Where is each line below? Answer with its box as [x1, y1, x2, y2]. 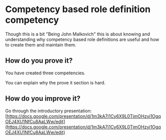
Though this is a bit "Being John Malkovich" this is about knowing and [5, 31, 150, 37]
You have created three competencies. [5, 70, 86, 76]
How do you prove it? [5, 57, 73, 65]
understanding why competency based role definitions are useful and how [5, 36, 159, 42]
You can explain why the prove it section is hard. [5, 79, 106, 85]
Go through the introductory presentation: [5, 108, 92, 114]
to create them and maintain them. [5, 41, 76, 48]
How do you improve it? [5, 95, 80, 103]
